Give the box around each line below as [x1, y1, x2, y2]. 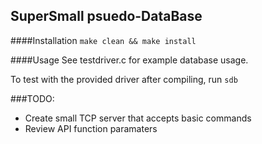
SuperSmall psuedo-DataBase [10, 8, 203, 25]
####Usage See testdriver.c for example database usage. [10, 54, 249, 66]
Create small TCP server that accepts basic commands [24, 112, 252, 124]
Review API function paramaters [24, 122, 158, 134]
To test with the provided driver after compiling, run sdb [10, 73, 238, 85]
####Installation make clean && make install [10, 34, 197, 46]
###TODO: [10, 92, 55, 104]
